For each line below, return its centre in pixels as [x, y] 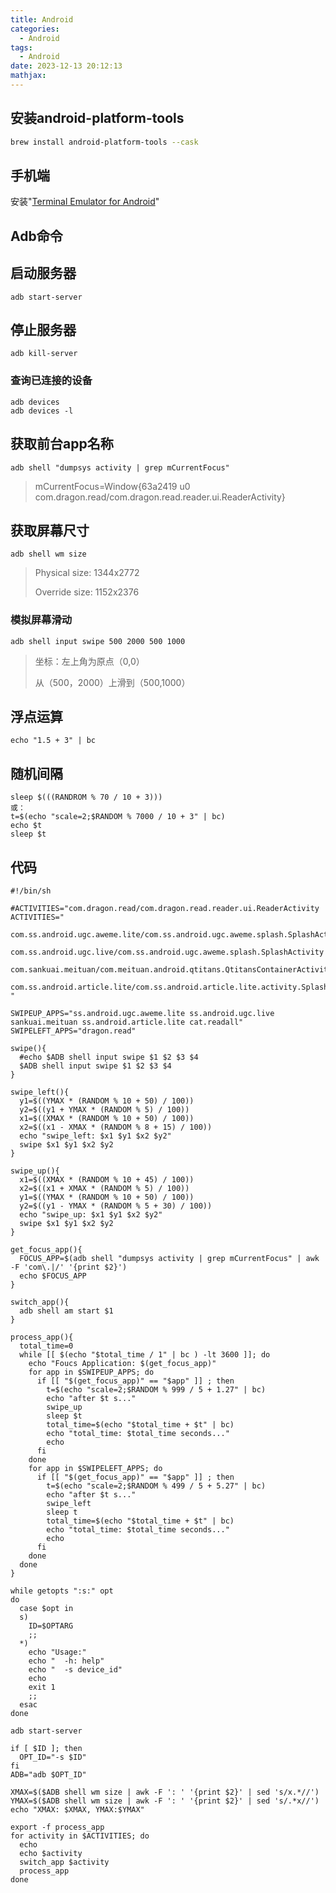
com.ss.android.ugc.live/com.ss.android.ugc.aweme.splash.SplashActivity [167, 952]
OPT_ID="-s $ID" [53, 1757]
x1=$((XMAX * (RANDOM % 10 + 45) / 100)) [107, 1180]
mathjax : [28, 76]
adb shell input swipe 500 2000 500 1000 [98, 641]
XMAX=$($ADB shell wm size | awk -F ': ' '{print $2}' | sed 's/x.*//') [165, 1792]
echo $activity [51, 1854]
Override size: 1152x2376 [87, 592]
